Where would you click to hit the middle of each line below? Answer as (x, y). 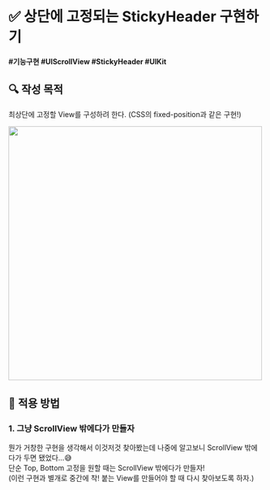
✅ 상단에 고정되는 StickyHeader (112, 17)
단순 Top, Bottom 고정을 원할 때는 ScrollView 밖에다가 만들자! (107, 468)
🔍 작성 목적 (36, 90)
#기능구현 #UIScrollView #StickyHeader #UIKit (88, 61)
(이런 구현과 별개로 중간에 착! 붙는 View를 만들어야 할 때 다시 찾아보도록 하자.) (131, 478)
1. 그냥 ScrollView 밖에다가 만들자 (72, 428)
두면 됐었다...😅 (47, 458)
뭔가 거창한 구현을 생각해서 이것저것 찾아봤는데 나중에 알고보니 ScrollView (126, 448)
